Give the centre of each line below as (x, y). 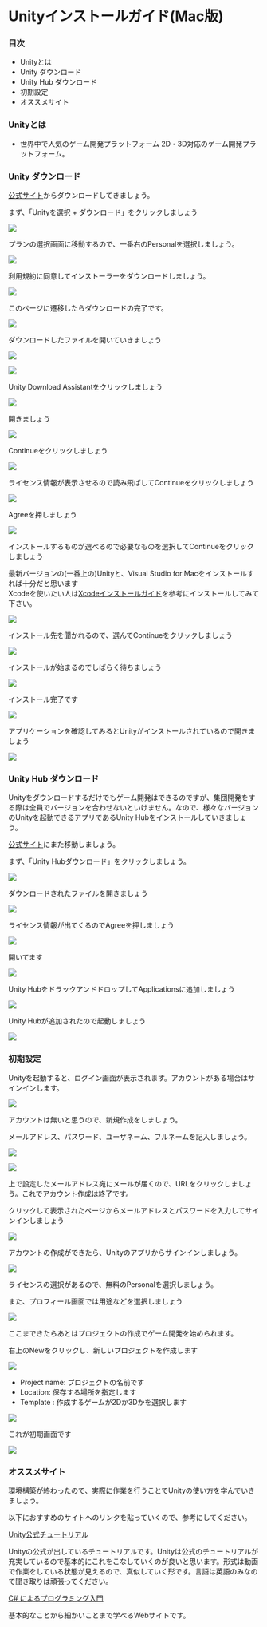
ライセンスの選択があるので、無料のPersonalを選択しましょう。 (113, 1284)
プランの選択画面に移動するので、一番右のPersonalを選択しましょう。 (124, 244)
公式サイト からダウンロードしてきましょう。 (81, 196)
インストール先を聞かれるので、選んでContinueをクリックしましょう (121, 635)
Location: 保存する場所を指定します (78, 1392)
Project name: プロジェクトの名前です (82, 1382)
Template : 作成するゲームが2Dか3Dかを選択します (103, 1402)
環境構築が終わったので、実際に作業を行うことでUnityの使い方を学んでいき (132, 1490)
